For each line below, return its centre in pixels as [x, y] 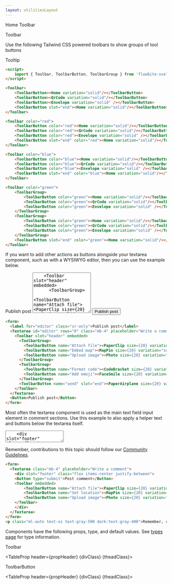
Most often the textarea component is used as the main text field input [79, 413]
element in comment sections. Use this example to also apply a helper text [84, 418]
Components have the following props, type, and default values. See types [84, 531]
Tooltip [13, 60]
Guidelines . [17, 455]
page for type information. [33, 537]
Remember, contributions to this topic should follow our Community [77, 450]
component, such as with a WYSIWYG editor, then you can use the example [85, 260]
